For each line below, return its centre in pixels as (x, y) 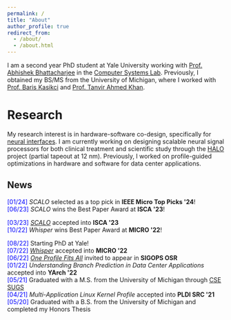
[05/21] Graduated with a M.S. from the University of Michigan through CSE (114, 279)
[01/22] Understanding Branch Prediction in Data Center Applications (106, 265)
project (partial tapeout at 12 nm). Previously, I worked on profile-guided (110, 156)
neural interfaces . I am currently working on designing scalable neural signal (116, 141)
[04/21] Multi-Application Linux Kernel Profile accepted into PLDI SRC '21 (111, 294)
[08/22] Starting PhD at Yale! (48, 243)
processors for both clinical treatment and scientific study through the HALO (116, 148)
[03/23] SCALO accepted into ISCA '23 (63, 222)
